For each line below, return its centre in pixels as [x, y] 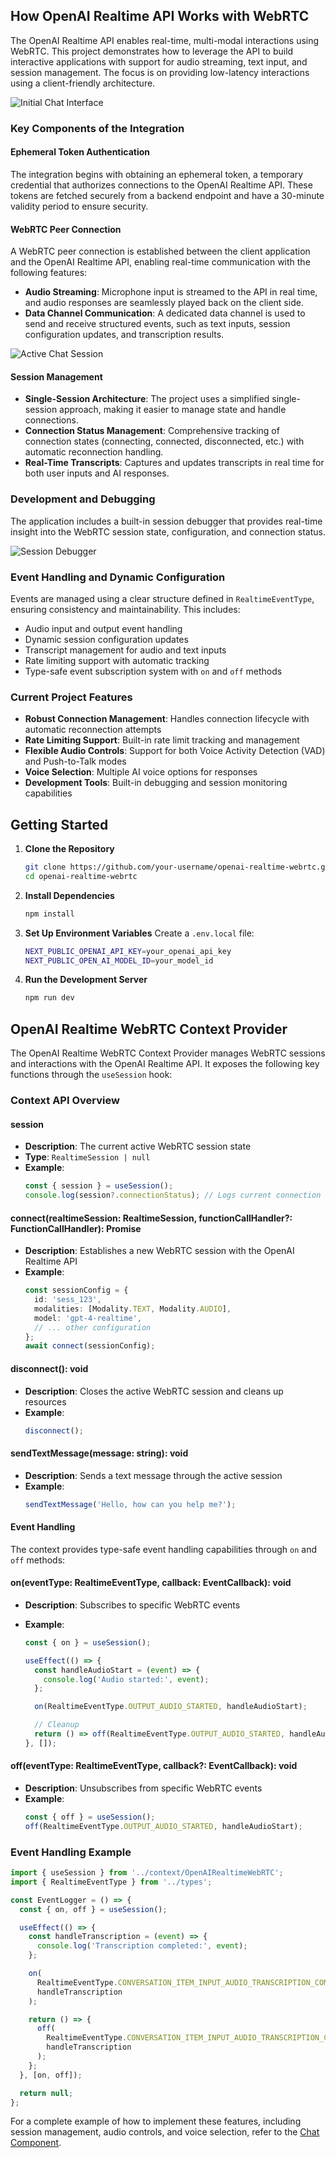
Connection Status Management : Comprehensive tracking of [152, 431]
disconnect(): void [49, 1368]
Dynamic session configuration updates [106, 639]
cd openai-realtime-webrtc [81, 876]
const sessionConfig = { [76, 1290]
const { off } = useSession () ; [90, 1817]
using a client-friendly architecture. [83, 83]
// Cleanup [57, 1725]
